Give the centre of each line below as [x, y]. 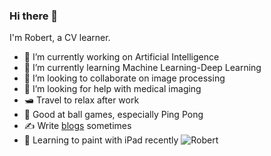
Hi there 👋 [34, 16]
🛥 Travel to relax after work [81, 100]
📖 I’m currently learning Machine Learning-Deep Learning [142, 68]
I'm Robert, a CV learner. [60, 38]
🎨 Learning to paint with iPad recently [101, 140]
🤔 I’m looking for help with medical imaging [112, 89]
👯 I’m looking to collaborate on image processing [124, 78]
